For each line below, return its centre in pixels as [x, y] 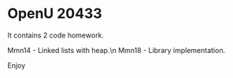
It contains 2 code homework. [55, 35]
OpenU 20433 [55, 14]
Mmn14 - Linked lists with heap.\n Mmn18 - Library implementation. [116, 50]
